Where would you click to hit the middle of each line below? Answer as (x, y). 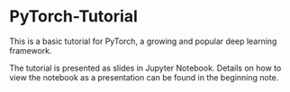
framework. (31, 50)
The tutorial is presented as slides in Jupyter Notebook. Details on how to (145, 68)
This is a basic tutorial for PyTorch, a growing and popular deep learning (143, 41)
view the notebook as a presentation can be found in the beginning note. (144, 77)
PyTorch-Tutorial (73, 17)
